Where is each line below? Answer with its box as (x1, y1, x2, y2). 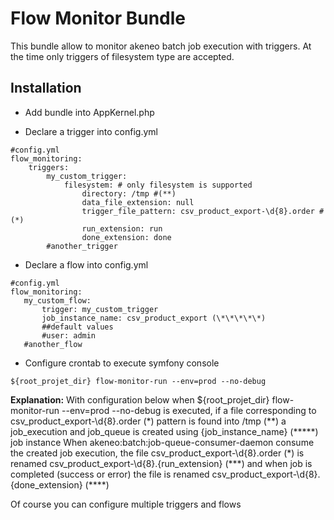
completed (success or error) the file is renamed (10, 468, 210, 480)
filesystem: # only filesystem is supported (63, 180, 253, 190)
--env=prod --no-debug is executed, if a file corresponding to (61, 404, 317, 416)
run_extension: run (81, 223, 163, 234)
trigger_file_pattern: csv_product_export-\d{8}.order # (81, 206, 325, 216)
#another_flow (23, 339, 83, 349)
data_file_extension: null (81, 197, 195, 207)
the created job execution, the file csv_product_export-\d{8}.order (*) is (10, 447, 305, 459)
